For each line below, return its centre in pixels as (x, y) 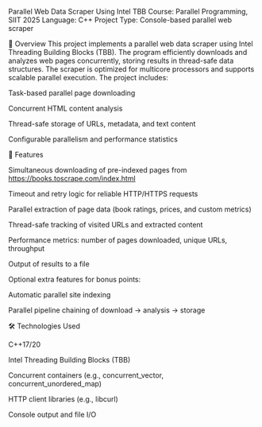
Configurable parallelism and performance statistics (93, 139)
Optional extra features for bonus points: (75, 279)
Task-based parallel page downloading (72, 93)
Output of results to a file (49, 264)
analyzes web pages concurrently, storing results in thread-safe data (121, 60)
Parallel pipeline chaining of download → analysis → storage (107, 310)
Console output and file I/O (52, 414)
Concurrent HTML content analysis (65, 108)
